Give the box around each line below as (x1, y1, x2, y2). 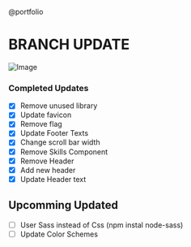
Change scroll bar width (19, 137, 100, 147)
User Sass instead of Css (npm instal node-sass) (19, 219, 184, 230)
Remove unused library (19, 101, 98, 110)
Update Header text (19, 174, 87, 184)
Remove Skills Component (19, 146, 108, 157)
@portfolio (8, 7, 44, 16)
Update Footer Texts (19, 128, 89, 138)
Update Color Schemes (19, 229, 99, 239)
